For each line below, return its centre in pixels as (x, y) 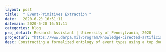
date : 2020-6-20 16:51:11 (34, 19)
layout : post (19, 10)
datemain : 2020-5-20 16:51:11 (36, 24)
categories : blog (23, 28)
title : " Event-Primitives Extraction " (48, 14)
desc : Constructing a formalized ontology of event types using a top (79, 42)
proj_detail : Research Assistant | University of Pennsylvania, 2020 (78, 33)
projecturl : (17, 38)
